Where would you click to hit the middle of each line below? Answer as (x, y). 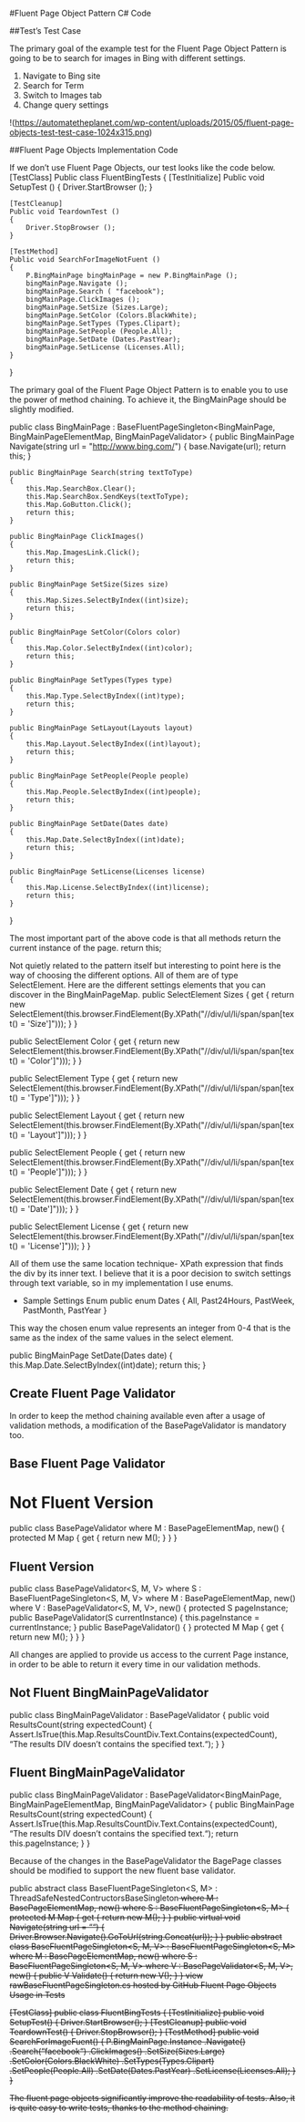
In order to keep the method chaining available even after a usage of (137, 1415)
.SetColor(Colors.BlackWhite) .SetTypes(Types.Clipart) (112, 2061)
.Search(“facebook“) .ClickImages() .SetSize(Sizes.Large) (117, 2051)
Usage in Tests (37, 1994)
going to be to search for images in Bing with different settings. (127, 58)
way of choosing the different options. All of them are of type (124, 975)
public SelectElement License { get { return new (99, 1227)
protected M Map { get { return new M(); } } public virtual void (125, 1917)
